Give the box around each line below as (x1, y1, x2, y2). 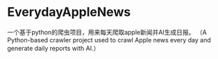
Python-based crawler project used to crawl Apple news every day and (7, 35, 211, 44)
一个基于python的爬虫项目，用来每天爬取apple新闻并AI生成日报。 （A (7, 28, 207, 36)
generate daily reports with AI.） (7, 44, 100, 52)
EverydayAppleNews (7, 4, 131, 20)
